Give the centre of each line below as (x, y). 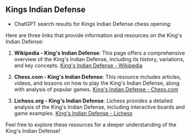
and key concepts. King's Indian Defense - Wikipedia (78, 65)
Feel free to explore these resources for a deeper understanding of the (91, 124)
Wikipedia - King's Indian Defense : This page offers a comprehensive (100, 53)
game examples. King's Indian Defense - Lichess (73, 113)
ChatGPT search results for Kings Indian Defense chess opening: (93, 24)
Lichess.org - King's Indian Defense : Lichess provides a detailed (93, 101)
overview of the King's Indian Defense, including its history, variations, (99, 59)
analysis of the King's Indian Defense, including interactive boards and (99, 107)
